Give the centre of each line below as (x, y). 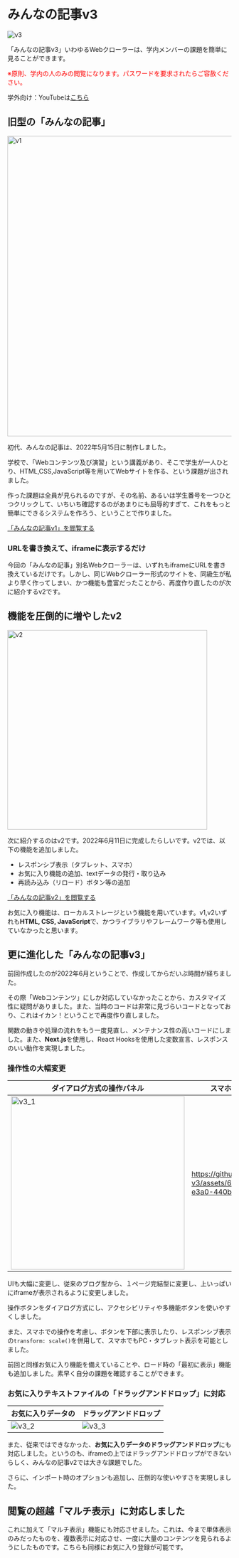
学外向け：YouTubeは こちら (48, 97)
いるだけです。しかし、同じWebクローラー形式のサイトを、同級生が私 (129, 574)
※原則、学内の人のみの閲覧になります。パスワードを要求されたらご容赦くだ (118, 73)
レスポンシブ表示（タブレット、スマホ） (77, 864)
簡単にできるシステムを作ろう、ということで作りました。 (91, 513)
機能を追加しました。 (51, 849)
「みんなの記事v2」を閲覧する (52, 897)
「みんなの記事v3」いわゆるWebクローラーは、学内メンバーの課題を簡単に (117, 49)
